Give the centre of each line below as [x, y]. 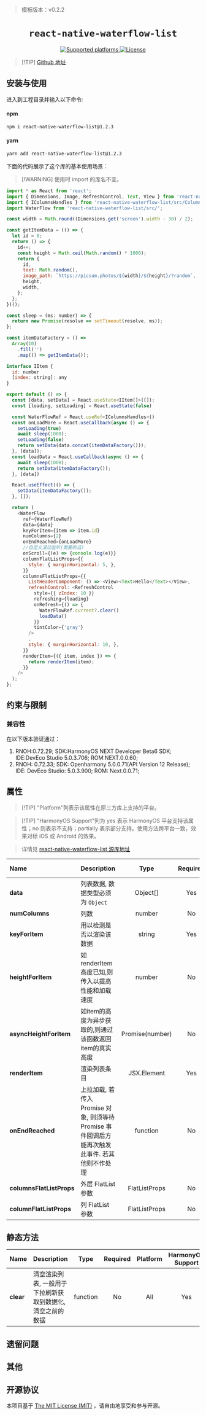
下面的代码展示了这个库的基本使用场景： [57, 166]
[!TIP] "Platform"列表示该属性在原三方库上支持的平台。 [91, 808]
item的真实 [96, 1048]
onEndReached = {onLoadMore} [57, 542]
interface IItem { [30, 366]
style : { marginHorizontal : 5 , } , [72, 564]
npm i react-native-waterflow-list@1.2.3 [60, 127]
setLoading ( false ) [41, 440]
